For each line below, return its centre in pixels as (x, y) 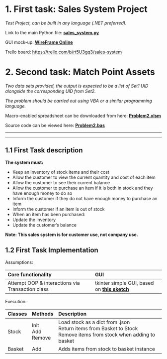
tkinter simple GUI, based (125, 283)
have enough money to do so (42, 193)
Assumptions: (19, 262)
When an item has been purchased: (49, 214)
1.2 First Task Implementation (52, 250)
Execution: (16, 301)
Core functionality (30, 274)
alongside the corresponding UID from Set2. (50, 91)
